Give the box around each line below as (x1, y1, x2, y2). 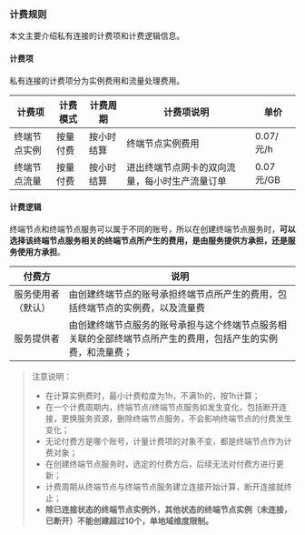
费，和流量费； (68, 346, 133, 358)
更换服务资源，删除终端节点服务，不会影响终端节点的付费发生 (61, 412, 292, 424)
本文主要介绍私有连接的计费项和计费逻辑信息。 (9, 30, 184, 42)
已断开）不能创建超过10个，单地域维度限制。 (44, 515, 214, 526)
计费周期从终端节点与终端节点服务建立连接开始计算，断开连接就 (44, 480, 284, 492)
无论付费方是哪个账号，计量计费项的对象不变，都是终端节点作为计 (44, 435, 292, 447)
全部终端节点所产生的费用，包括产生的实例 (95, 332, 279, 345)
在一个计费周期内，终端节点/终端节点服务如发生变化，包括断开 (44, 401, 280, 412)
